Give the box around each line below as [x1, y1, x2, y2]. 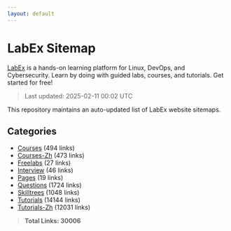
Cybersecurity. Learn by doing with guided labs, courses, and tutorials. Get [7, 70, 224, 79]
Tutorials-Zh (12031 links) [17, 203, 91, 211]
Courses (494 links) [17, 144, 75, 152]
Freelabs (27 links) [17, 158, 71, 167]
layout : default [7, 10, 55, 17]
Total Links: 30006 [24, 217, 81, 225]
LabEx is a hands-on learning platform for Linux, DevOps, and [7, 64, 185, 72]
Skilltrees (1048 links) [17, 188, 80, 197]
